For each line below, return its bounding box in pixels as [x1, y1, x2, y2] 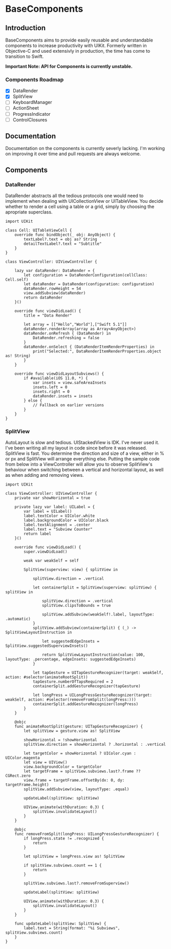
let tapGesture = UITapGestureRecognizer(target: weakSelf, [32, 670, 164, 676]
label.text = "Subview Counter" [24, 527, 93, 532]
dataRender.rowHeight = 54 [24, 286, 81, 291]
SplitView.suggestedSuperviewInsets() [5, 643, 88, 648]
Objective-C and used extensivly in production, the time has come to [5, 48, 151, 54]
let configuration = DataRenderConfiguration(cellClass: [24, 272, 147, 278]
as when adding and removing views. [5, 472, 84, 478]
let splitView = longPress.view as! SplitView [24, 854, 125, 859]
